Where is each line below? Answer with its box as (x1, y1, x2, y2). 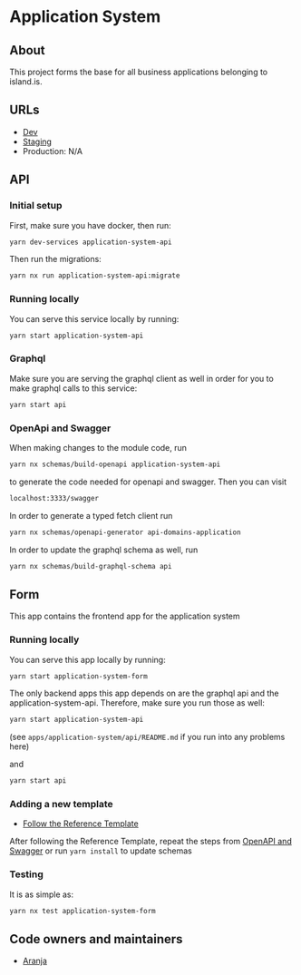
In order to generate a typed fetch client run (9, 510, 173, 521)
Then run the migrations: (9, 254, 102, 265)
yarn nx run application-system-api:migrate (9, 271, 180, 280)
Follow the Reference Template (22, 818, 139, 829)
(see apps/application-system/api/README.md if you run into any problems (9, 732, 286, 743)
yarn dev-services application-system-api (9, 238, 172, 247)
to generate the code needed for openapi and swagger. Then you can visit (9, 476, 287, 487)
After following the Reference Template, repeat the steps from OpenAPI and (9, 836, 292, 847)
